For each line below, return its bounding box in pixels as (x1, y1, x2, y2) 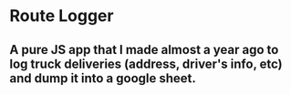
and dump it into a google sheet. (9, 70, 196, 86)
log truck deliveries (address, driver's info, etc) (9, 56, 283, 71)
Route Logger (9, 5, 114, 26)
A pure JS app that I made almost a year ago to (9, 42, 279, 58)
